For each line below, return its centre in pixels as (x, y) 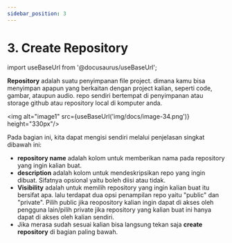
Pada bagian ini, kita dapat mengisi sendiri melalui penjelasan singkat (106, 137)
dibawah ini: (25, 144)
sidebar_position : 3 (37, 14)
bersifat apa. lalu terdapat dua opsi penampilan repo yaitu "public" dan (118, 194)
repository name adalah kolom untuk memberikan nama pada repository (121, 158)
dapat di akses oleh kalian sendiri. (65, 217)
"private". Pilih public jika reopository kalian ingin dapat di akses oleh (115, 202)
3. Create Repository (68, 48)
